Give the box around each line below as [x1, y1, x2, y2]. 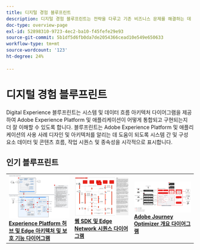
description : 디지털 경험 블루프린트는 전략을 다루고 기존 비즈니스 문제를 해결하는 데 [6, 15, 192, 22]
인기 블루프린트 [6, 157, 59, 167]
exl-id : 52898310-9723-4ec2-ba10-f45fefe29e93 [6, 29, 124, 34]
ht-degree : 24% [6, 53, 44, 59]
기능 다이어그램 [14, 235, 51, 242]
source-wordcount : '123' [6, 48, 68, 53]
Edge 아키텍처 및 [21, 227, 61, 235]
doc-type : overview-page [6, 22, 68, 28]
